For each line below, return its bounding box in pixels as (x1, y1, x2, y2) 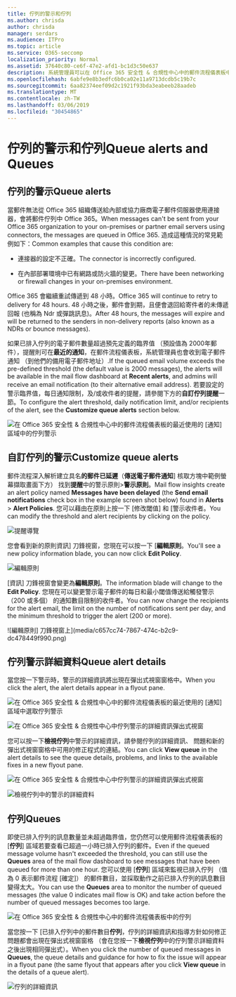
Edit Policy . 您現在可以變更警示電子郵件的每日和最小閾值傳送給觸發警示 (7, 587, 215, 595)
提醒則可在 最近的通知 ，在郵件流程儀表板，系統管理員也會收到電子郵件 (22, 348, 226, 356)
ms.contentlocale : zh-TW (7, 95, 80, 103)
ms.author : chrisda (7, 17, 65, 24)
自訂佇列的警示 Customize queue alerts (7, 451, 179, 463)
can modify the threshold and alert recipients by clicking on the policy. (7, 512, 211, 520)
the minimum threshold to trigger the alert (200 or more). (7, 612, 172, 620)
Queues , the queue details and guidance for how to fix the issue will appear (7, 953, 227, 962)
